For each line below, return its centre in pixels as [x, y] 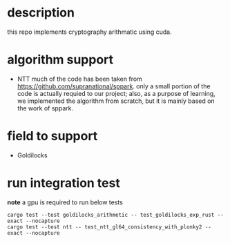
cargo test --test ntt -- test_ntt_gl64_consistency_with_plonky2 [105, 227]
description [41, 13]
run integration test [64, 183]
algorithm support [60, 60]
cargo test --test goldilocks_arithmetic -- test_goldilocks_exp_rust [111, 215]
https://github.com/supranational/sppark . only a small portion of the [114, 86]
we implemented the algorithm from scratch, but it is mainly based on [116, 101]
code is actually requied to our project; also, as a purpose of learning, [116, 93]
